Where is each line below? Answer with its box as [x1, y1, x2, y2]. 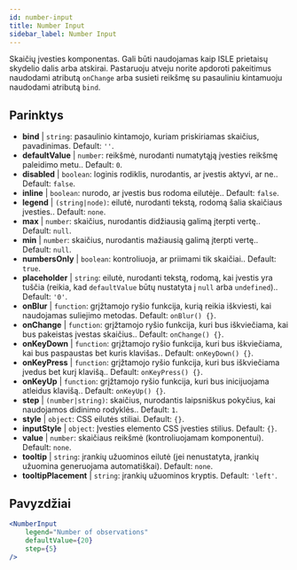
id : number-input [9, 12, 74, 22]
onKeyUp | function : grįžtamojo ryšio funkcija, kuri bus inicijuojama [21, 376, 270, 387]
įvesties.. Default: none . [21, 207, 106, 217]
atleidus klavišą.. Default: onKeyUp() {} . [21, 386, 167, 396]
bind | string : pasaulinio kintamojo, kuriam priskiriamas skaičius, [21, 131, 260, 142]
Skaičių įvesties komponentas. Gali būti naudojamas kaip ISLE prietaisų [9, 54, 269, 65]
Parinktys [9, 107, 64, 122]
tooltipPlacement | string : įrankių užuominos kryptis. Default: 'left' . [21, 471, 277, 481]
